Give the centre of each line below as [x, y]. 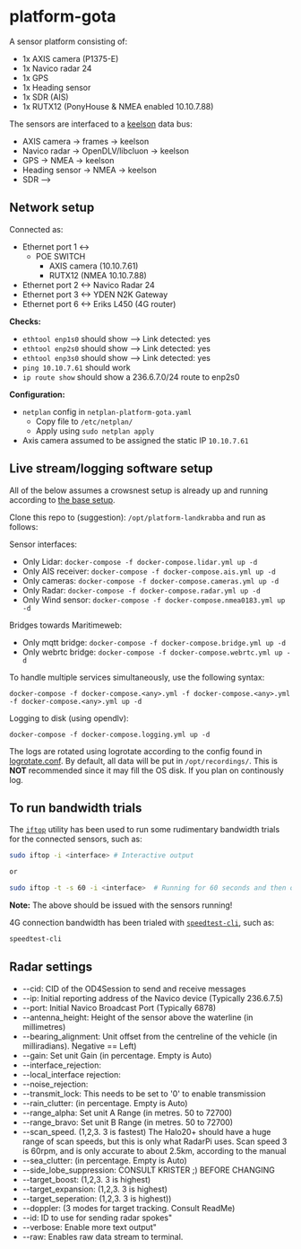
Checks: [26, 321]
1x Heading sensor [56, 87]
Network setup [52, 208]
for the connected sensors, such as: [76, 839]
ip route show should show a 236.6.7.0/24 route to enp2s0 [131, 377]
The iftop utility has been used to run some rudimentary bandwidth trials [145, 830]
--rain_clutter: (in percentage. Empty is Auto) [105, 1103]
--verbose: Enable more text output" [89, 1227]
